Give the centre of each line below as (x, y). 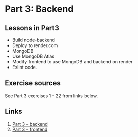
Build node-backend (34, 40)
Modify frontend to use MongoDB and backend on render (72, 62)
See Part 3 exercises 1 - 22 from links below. (51, 96)
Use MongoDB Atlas (33, 56)
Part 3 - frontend (30, 129)
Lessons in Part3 (32, 28)
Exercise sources (33, 83)
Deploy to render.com (35, 45)
